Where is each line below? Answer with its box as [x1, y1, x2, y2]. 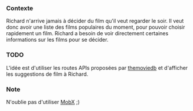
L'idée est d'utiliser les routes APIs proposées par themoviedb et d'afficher [6, 64, 188, 71]
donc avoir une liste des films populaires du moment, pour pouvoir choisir [6, 23, 185, 31]
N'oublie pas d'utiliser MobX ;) [6, 98, 80, 105]
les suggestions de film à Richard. [6, 70, 89, 78]
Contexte [6, 4, 34, 12]
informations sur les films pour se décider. [6, 36, 109, 43]
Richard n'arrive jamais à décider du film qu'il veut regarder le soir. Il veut [6, 18, 184, 25]
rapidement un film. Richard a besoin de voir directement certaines [6, 30, 169, 37]
